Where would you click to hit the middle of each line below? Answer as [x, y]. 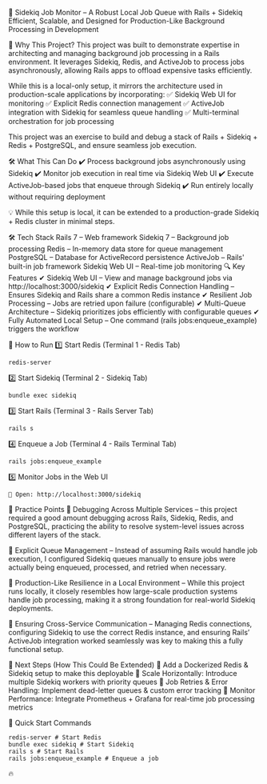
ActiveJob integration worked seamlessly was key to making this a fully [126, 641]
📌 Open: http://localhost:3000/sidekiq [75, 494]
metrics [21, 707]
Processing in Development [54, 29]
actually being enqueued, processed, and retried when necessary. [118, 567]
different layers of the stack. [55, 535]
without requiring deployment [57, 197]
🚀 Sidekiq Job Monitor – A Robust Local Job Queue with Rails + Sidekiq [126, 12]
